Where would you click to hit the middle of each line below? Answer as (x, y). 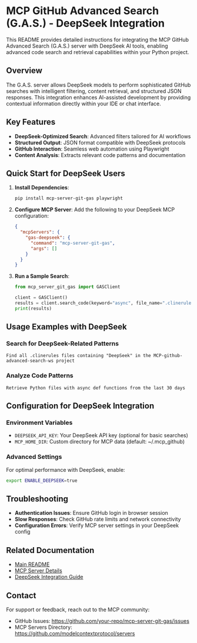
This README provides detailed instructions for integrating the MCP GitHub (98, 39)
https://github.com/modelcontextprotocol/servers (75, 634)
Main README (32, 564)
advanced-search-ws (30, 361)
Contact (21, 595)
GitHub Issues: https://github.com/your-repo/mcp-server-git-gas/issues (102, 621)
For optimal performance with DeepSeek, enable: (66, 469)
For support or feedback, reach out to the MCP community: (78, 609)
